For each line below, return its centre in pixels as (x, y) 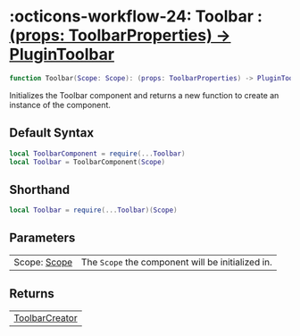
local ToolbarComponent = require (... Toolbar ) (97, 154)
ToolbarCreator (46, 317)
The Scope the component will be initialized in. (176, 262)
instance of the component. (60, 105)
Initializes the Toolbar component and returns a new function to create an (144, 95)
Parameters (42, 238)
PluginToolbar (62, 55)
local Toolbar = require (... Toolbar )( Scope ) (93, 210)
